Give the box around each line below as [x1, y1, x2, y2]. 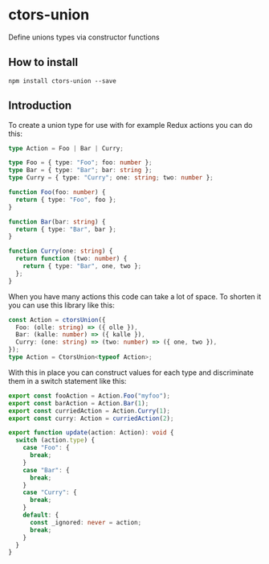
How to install [8, 56, 79, 69]
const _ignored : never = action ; [29, 518, 142, 526]
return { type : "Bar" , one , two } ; [22, 262, 142, 270]
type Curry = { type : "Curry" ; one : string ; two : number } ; [8, 174, 214, 182]
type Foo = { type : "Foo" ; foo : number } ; [8, 158, 153, 167]
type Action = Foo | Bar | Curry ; [8, 144, 124, 152]
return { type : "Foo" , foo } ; [15, 196, 116, 204]
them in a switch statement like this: [8, 376, 127, 385]
